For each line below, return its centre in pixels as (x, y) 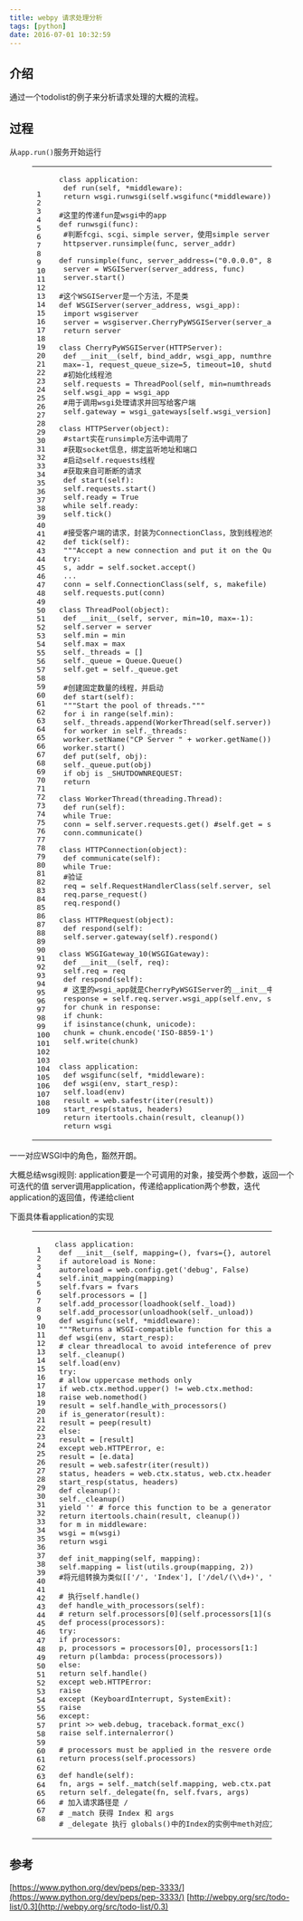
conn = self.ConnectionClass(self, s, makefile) (165, 584)
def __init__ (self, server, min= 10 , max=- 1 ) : (158, 618)
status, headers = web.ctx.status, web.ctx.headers (167, 1474)
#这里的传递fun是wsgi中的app (113, 215)
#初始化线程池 (88, 375)
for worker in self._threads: (125, 731)
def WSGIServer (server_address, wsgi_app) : (150, 305)
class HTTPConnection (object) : (123, 850)
